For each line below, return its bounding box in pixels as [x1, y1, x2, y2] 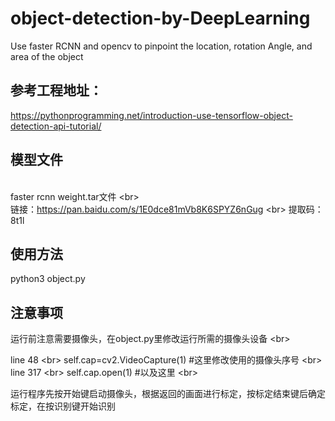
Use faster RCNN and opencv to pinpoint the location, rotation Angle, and [10, 40, 313, 52]
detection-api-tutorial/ [10, 120, 102, 132]
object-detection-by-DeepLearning [10, 7, 311, 30]
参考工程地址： [10, 82, 103, 99]
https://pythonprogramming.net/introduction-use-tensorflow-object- [10, 109, 293, 121]
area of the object [10, 50, 84, 62]
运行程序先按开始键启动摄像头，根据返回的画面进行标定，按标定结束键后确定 [10, 388, 326, 400]
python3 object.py [10, 273, 86, 285]
